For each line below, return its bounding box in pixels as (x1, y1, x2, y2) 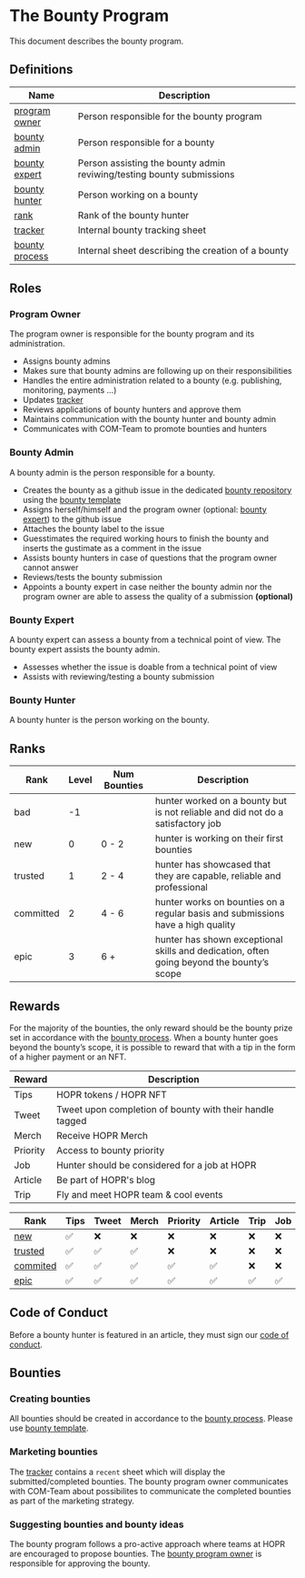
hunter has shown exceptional (154, 933, 283, 946)
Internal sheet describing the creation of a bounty (77, 244, 289, 256)
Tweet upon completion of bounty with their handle (55, 1102, 274, 1115)
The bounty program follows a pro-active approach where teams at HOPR (9, 1539, 286, 1550)
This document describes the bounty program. (9, 35, 184, 46)
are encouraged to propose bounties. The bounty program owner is (9, 1548, 262, 1560)
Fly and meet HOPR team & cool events (55, 1188, 224, 1201)
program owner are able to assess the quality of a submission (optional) (22, 590, 293, 601)
